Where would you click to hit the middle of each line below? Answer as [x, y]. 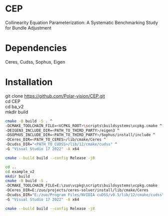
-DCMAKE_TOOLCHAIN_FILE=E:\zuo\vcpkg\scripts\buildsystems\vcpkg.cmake [81, 185]
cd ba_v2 [14, 106]
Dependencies [36, 48]
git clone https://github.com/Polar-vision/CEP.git [55, 96]
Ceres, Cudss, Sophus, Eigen [35, 62]
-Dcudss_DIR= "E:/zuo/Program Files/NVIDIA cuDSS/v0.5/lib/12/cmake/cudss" [85, 195]
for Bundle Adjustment [28, 27]
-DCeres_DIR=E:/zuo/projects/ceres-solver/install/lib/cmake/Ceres [77, 190]
